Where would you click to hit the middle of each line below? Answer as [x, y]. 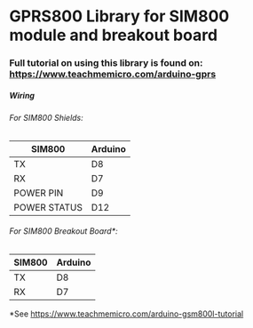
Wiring [22, 95]
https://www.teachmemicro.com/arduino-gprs [113, 75]
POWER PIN [39, 193]
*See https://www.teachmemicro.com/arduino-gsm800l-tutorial [126, 314]
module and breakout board [114, 35]
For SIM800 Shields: [47, 118]
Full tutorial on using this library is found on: [106, 63]
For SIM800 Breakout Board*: [63, 231]
